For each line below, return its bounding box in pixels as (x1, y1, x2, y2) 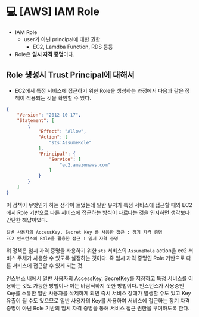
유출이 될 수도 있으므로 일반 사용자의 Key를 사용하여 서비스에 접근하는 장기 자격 (6, 297, 190, 304)
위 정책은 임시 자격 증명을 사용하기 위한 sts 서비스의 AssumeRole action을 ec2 (6, 246, 187, 254)
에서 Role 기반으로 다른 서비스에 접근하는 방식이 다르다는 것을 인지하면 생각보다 (6, 209, 191, 216)
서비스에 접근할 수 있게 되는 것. (12, 261, 84, 269)
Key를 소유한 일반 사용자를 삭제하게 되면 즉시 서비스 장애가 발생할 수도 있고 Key (6, 289, 191, 297)
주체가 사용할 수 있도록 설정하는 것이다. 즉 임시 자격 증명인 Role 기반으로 (17, 254, 185, 261)
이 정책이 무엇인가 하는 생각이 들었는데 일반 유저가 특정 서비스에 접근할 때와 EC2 (6, 201, 192, 208)
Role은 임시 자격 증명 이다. (14, 50, 75, 57)
